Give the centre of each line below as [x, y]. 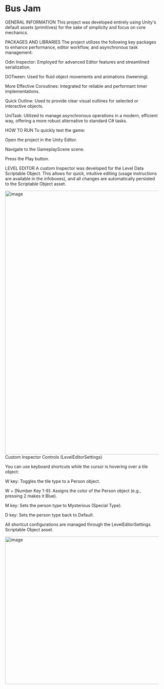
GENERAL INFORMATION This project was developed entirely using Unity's [81, 22]
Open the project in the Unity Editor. [41, 140]
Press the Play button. [27, 159]
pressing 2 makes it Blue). [31, 496]
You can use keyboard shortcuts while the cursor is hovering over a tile [76, 467]
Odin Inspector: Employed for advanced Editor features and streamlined [77, 62]
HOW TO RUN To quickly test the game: [45, 130]
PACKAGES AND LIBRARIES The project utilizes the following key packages [81, 42]
